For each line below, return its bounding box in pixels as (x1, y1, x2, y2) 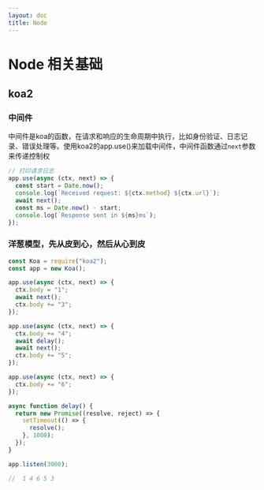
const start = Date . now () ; (15, 182, 104, 190)
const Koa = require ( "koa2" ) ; (8, 257, 108, 265)
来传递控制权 (8, 151, 50, 161)
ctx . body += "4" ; (15, 329, 73, 338)
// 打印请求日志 (8, 167, 54, 175)
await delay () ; (15, 337, 65, 345)
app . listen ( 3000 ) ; (8, 460, 69, 468)
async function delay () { (8, 402, 93, 410)
